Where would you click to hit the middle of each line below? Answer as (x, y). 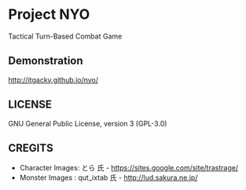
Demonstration (46, 61)
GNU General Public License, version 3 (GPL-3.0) (88, 123)
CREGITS (31, 148)
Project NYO (49, 15)
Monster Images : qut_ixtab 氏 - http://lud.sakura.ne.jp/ (108, 177)
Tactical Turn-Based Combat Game (65, 36)
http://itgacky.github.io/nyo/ (53, 79)
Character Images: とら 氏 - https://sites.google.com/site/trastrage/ (129, 168)
